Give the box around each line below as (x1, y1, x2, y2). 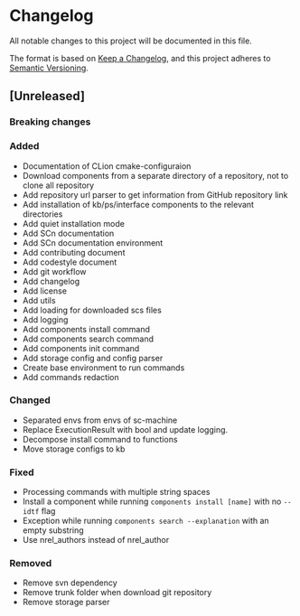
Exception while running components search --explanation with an (22, 516, 269, 527)
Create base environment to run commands (22, 362, 185, 373)
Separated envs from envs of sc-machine (22, 415, 178, 425)
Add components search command (22, 333, 155, 344)
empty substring (22, 525, 84, 536)
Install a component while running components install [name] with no (22, 496, 282, 507)
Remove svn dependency (22, 577, 117, 588)
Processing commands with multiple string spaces (22, 487, 211, 498)
